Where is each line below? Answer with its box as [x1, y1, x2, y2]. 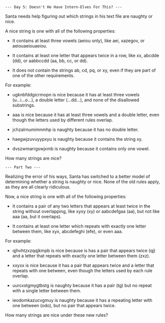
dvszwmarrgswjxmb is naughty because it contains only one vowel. [12, 146, 150, 152]
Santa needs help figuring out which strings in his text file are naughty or [5, 13, 153, 19]
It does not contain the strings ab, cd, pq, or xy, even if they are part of [12, 67, 156, 73]
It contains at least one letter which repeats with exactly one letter [12, 223, 146, 229]
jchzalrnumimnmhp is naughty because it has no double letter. [12, 126, 139, 132]
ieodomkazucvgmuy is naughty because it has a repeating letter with [12, 297, 153, 303]
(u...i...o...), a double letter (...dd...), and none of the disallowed [12, 97, 139, 103]
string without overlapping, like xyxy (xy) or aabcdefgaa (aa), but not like [12, 208, 160, 214]
